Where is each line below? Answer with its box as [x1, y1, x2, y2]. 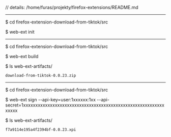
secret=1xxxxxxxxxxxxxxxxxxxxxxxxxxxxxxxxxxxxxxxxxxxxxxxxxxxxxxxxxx [5, 102, 164, 108]
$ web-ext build [5, 53, 39, 59]
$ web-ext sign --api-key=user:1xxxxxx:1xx [5, 97, 96, 102]
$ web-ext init [5, 29, 35, 35]
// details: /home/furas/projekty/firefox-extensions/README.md [5, 5, 138, 10]
